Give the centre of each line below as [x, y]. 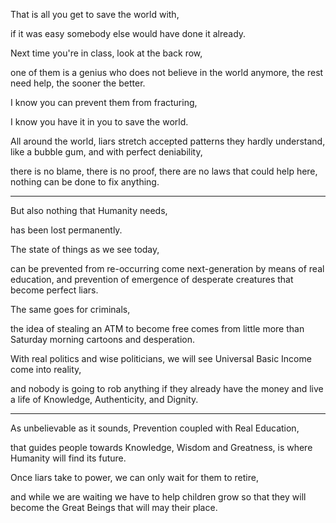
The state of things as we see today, [85, 249]
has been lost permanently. [66, 230]
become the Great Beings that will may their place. [114, 507]
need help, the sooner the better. [78, 83]
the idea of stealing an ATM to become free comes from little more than [157, 328]
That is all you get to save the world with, [95, 14]
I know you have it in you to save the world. [99, 122]
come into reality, [46, 369]
